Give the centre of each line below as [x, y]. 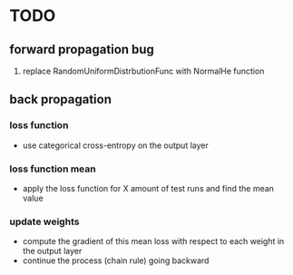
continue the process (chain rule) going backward [116, 260]
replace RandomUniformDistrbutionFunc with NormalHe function [143, 71]
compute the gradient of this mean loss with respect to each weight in [153, 241]
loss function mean [53, 169]
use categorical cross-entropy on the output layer [115, 145]
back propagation [60, 99]
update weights [44, 221]
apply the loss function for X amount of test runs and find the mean [148, 188]
